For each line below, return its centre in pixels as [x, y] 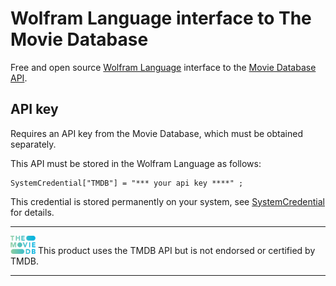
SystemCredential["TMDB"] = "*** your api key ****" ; [127, 183]
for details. [32, 212]
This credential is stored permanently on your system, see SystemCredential [167, 201]
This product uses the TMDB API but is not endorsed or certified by [176, 250]
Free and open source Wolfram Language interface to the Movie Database [163, 67]
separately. [33, 144]
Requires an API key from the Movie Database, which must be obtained [156, 133]
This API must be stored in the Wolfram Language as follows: [136, 163]
